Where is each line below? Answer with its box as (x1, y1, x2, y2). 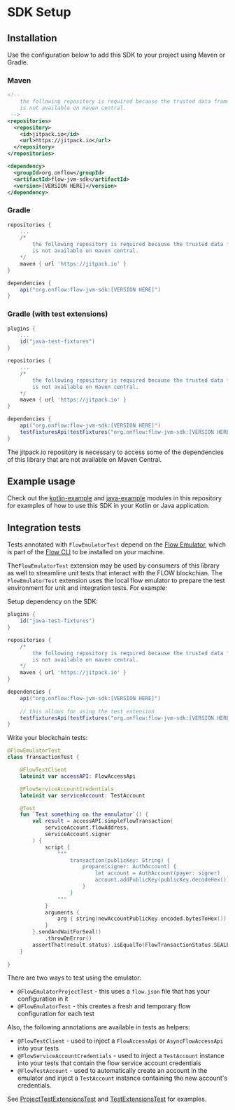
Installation (7, 32, 57, 44)
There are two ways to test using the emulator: (7, 973, 142, 982)
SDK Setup (7, 4, 71, 20)
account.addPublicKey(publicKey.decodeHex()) (94, 877, 230, 884)
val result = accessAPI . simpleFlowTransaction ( (32, 818, 173, 825)
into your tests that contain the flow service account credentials (17, 1059, 201, 1067)
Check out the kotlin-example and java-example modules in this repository (7, 494, 222, 502)
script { (44, 844, 71, 851)
